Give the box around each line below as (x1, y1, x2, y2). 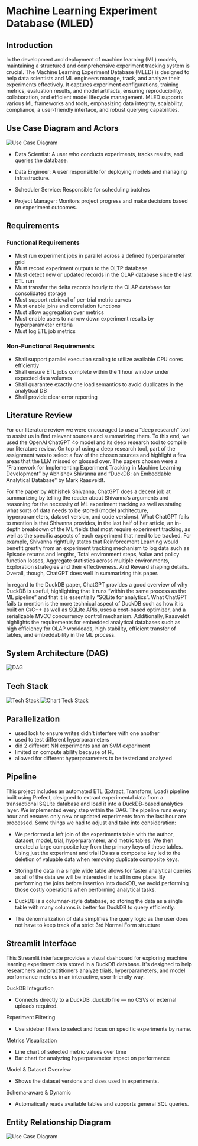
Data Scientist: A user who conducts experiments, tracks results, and (14, 150, 183, 157)
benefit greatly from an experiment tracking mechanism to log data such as (6, 544, 190, 551)
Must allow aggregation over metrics (14, 309, 105, 316)
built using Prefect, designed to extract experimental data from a (6, 794, 164, 801)
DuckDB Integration (6, 985, 54, 992)
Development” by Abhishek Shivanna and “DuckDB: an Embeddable (6, 470, 171, 477)
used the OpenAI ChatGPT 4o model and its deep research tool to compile (6, 439, 187, 446)
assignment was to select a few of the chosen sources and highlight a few (6, 451, 187, 458)
